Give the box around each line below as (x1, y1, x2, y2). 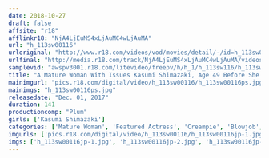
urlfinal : (8, 57, 42, 65)
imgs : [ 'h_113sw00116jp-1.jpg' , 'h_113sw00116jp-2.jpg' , (8, 137, 203, 146)
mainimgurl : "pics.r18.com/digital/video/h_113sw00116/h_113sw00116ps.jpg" (8, 78, 267, 86)
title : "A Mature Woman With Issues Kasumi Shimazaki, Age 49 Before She (8, 71, 260, 79)
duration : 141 (8, 101, 56, 109)
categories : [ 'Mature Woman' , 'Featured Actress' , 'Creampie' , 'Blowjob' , (8, 123, 263, 131)
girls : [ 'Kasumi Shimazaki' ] (8, 116, 106, 124)
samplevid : (8, 64, 45, 72)
